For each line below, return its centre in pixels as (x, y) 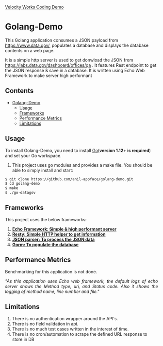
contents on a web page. (30, 50)
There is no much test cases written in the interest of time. (70, 329)
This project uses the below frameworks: (46, 219)
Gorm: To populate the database (45, 244)
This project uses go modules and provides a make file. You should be (82, 165)
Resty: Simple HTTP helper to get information (59, 234)
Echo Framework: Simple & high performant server (64, 229)
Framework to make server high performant (49, 76)
